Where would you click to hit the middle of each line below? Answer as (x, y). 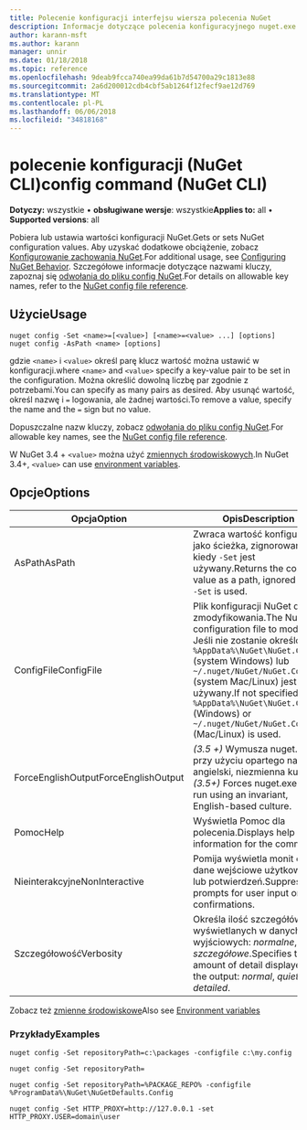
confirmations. (224, 904)
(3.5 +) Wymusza (231, 749)
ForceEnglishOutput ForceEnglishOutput (99, 777)
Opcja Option (99, 518)
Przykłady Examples (55, 1034)
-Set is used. (221, 591)
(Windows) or (222, 713)
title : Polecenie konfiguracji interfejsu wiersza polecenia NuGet (141, 18)
